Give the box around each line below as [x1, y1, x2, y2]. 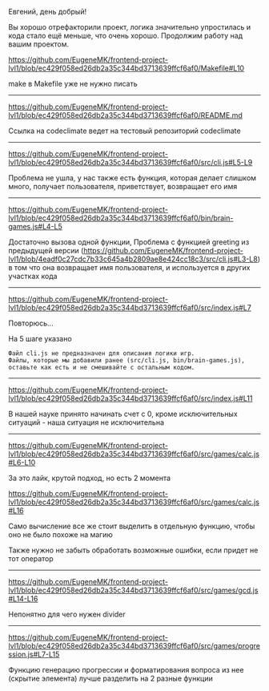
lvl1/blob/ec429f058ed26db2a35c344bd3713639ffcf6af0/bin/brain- [8, 213, 234, 223]
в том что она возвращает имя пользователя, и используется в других [8, 263, 251, 272]
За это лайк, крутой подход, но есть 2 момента [8, 473, 171, 483]
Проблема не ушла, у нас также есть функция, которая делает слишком [8, 173, 257, 183]
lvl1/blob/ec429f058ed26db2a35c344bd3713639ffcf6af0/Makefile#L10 [8, 63, 245, 73]
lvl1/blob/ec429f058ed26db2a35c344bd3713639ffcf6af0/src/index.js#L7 [8, 303, 252, 312]
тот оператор [8, 554, 54, 564]
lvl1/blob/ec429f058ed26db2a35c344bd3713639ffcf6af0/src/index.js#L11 [8, 394, 253, 403]
